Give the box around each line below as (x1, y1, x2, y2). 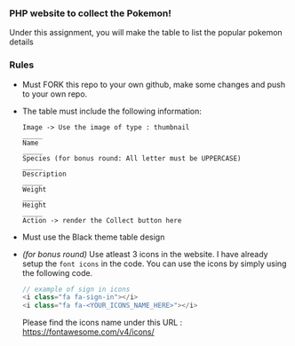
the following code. (21, 267, 93, 278)
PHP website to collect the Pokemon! (9, 7, 171, 20)
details (9, 36, 34, 47)
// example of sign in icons (21, 285, 131, 294)
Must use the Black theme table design (21, 232, 165, 242)
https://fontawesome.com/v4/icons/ (21, 326, 155, 337)
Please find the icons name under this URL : (21, 318, 183, 328)
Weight (21, 185, 47, 193)
